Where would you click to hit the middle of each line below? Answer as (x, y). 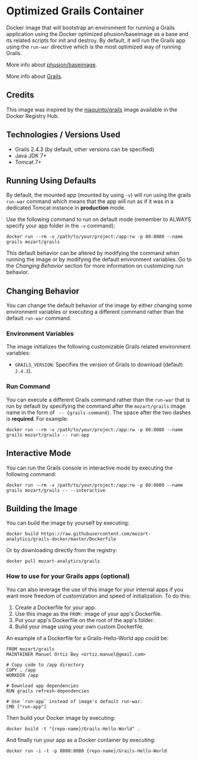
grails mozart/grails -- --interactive (56, 490)
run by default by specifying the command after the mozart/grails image (96, 406)
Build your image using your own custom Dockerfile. (79, 626)
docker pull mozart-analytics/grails (53, 561)
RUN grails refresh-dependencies (48, 691)
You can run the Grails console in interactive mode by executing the (90, 468)
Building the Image (42, 508)
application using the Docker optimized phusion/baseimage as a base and (97, 34)
